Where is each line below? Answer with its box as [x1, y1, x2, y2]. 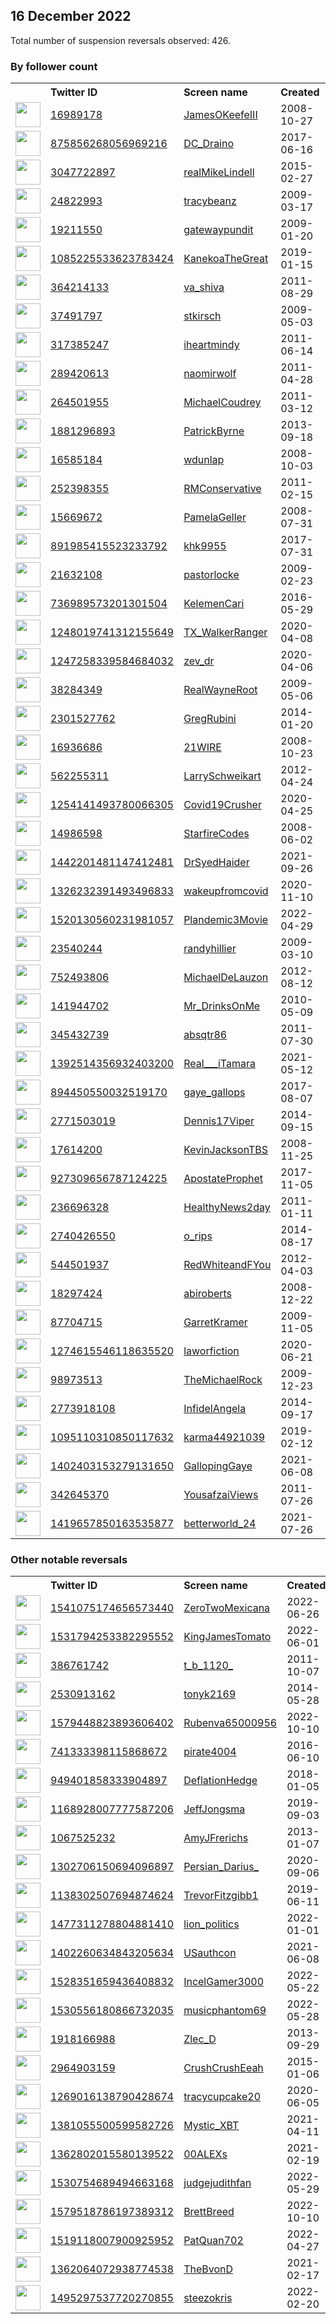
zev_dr [183, 654, 215, 668]
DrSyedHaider [183, 855, 250, 869]
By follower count [10, 59, 98, 73]
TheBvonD [183, 2262, 233, 2276]
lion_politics [183, 1917, 240, 1931]
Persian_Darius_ [183, 1860, 259, 1874]
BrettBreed [183, 2205, 235, 2219]
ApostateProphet [183, 1172, 264, 1186]
